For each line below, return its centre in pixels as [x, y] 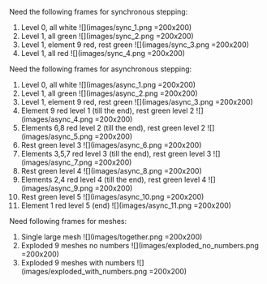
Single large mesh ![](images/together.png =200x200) [112, 237]
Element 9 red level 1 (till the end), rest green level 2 [108, 110]
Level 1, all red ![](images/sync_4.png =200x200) [103, 53]
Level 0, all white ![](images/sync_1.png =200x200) [106, 27]
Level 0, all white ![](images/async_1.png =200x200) [108, 85]
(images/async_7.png [56, 162]
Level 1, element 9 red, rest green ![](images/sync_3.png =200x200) [135, 45]
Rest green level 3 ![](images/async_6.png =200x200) [111, 145]
